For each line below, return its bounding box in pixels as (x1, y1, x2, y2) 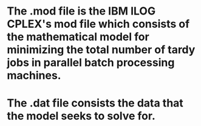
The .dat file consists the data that (7, 96, 184, 110)
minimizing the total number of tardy (7, 43, 196, 57)
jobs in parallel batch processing (7, 56, 175, 70)
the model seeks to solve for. (7, 109, 155, 123)
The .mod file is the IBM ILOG (7, 4, 156, 18)
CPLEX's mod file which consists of (7, 17, 190, 31)
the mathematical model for (7, 30, 149, 44)
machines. (7, 68, 61, 82)
